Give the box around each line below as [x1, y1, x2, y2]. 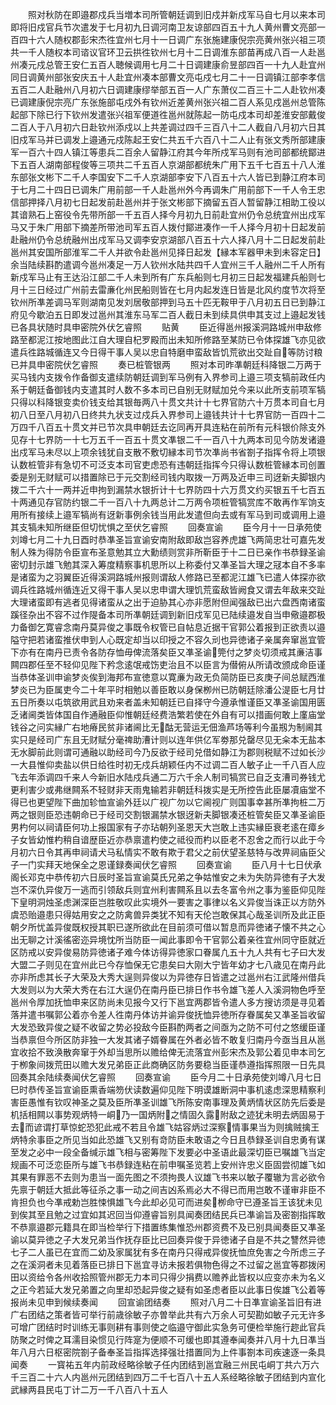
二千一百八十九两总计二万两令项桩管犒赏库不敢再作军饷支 [88, 496, 326, 508]
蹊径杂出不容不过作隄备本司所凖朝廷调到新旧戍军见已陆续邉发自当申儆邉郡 [10, 609, 317, 620]
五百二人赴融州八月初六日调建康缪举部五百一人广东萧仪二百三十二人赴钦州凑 [10, 84, 326, 95]
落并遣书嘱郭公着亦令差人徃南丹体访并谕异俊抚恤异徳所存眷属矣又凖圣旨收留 [10, 1009, 326, 1020]
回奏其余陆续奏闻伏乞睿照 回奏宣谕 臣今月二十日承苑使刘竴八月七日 [10, 1071, 322, 1083]
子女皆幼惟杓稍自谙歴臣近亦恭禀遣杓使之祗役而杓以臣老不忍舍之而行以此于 [10, 834, 317, 845]
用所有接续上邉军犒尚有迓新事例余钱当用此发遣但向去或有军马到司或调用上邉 [10, 509, 326, 520]
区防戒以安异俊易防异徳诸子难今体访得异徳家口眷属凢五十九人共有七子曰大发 [10, 946, 326, 958]
